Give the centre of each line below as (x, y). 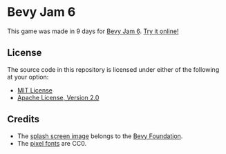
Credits (23, 119)
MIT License (35, 90)
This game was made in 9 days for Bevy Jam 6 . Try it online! (93, 31)
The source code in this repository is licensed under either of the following (113, 69)
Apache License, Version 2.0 (58, 97)
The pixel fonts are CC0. (52, 143)
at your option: (28, 77)
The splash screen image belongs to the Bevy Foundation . (100, 136)
